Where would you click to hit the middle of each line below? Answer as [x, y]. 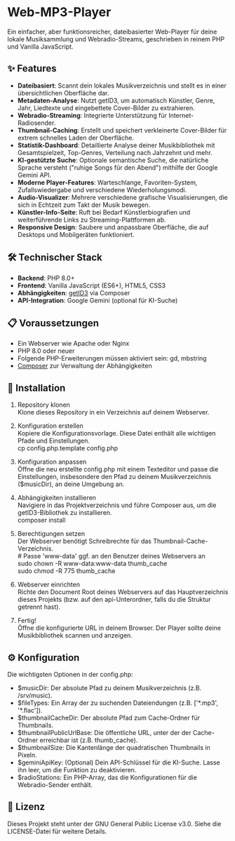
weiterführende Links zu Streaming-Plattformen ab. [92, 220]
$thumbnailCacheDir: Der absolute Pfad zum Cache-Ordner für [108, 718]
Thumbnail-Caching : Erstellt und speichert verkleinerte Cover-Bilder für [122, 130]
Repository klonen [43, 405]
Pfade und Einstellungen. [53, 441]
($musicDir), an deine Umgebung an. [71, 484]
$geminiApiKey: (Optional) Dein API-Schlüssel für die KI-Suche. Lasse [119, 762]
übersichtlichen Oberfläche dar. [63, 93]
